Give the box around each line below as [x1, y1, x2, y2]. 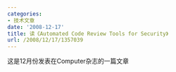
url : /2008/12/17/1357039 [7, 37, 83, 44]
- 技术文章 [7, 17, 35, 24]
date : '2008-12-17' [7, 23, 65, 30]
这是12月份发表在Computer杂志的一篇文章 [7, 57, 129, 66]
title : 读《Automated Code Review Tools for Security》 [7, 30, 169, 37]
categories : [7, 10, 42, 18]
